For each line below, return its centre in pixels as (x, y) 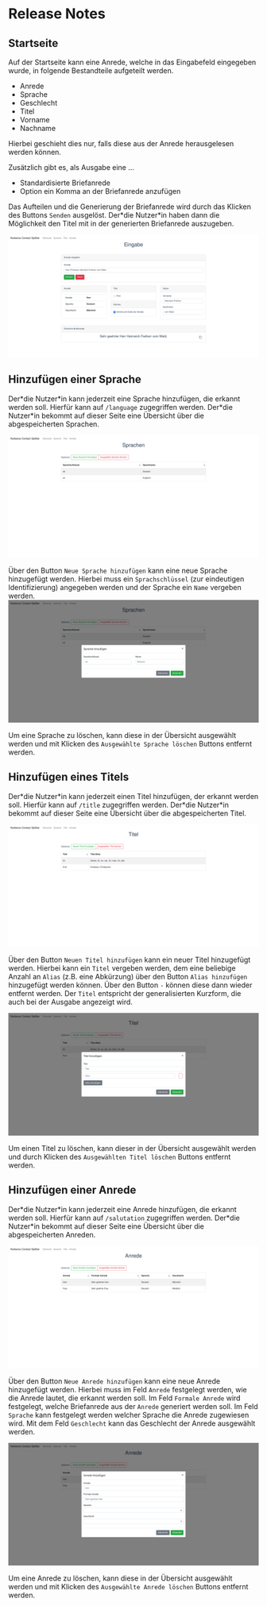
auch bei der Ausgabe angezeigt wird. (71, 1002)
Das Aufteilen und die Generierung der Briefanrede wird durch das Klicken (130, 207)
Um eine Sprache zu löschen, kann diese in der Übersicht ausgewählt (122, 735)
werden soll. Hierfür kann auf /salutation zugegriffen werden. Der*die (124, 1218)
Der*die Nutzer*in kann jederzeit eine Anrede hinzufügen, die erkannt (122, 1209)
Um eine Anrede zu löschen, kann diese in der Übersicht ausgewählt (120, 1578)
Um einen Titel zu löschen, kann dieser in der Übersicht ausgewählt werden (132, 1149)
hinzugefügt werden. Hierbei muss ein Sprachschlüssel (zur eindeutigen (126, 579)
